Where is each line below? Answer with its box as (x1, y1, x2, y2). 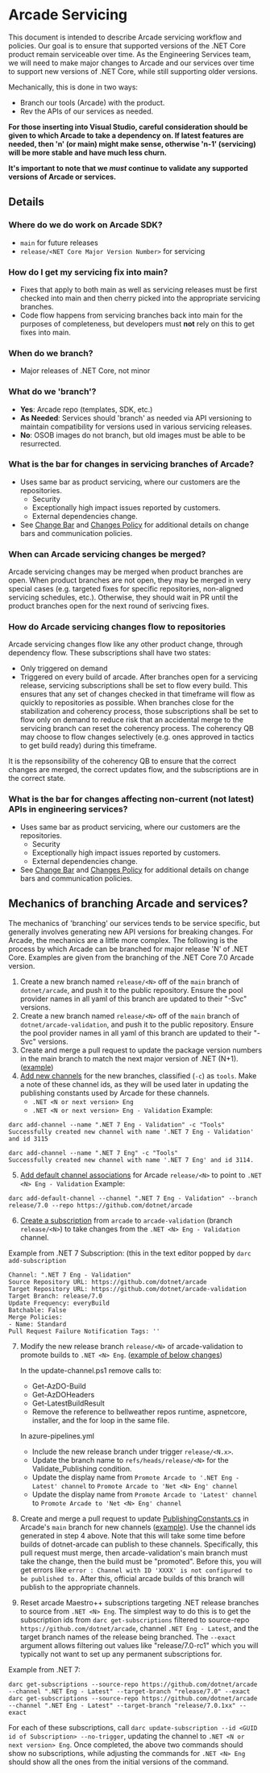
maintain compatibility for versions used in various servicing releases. (19, 421, 252, 431)
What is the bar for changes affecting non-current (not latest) (8, 794, 255, 805)
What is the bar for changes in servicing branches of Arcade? (8, 459, 255, 470)
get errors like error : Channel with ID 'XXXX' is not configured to (19, 1565, 253, 1575)
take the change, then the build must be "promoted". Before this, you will (19, 1556, 262, 1566)
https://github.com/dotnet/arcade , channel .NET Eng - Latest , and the (19, 1623, 260, 1633)
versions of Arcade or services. (8, 172, 117, 181)
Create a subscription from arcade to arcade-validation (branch (19, 1215, 233, 1225)
